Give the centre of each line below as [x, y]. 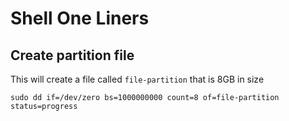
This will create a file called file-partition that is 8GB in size [137, 79]
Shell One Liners [80, 18]
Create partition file [72, 55]
